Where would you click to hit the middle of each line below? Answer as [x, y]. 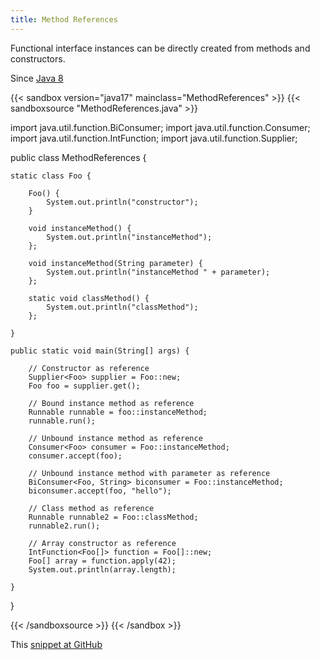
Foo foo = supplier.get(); [84, 386]
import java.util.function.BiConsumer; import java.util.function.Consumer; [160, 127]
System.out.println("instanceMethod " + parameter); [158, 272]
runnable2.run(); [64, 526]
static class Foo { [51, 176]
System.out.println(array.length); [102, 569]
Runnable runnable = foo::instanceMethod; [118, 412]
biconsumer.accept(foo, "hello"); [100, 491]
